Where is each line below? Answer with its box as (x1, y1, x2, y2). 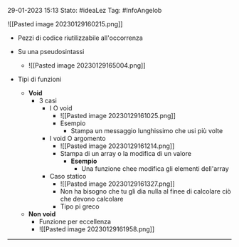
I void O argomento (49, 135, 106, 142)
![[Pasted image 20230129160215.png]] (7, 20, 123, 28)
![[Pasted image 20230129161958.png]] (38, 225, 155, 233)
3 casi (38, 96, 57, 105)
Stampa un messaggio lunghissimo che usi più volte (70, 127, 223, 135)
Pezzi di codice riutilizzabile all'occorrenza (17, 33, 144, 42)
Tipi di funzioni (17, 75, 62, 83)
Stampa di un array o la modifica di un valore (60, 149, 192, 157)
